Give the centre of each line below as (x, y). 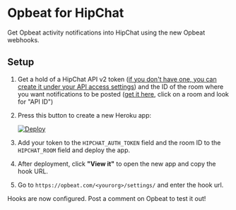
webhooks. (24, 39)
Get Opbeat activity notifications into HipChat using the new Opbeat (106, 32)
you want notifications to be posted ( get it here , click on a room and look (123, 94)
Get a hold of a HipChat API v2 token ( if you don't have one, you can (117, 79)
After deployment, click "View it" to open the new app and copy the (117, 163)
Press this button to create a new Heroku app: (84, 115)
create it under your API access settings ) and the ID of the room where (120, 87)
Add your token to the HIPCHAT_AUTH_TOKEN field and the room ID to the (119, 142)
